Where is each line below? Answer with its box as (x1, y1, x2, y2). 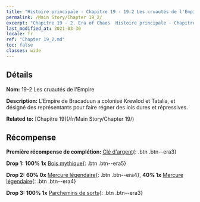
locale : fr (6, 31, 33, 37)
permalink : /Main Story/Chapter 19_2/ (6, 14, 102, 20)
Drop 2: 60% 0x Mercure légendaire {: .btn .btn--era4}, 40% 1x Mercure (6, 172, 183, 179)
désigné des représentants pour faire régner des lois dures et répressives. (6, 103, 189, 111)
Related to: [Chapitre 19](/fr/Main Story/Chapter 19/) (6, 115, 135, 123)
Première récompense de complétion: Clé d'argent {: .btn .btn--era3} (6, 148, 177, 155)
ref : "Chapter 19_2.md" (6, 36, 65, 42)
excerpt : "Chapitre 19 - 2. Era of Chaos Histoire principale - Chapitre (6, 20, 196, 26)
